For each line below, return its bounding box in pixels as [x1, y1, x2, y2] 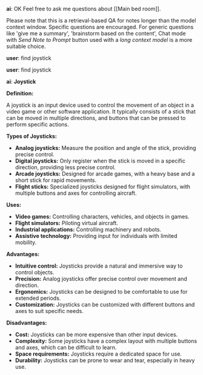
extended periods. [15, 294, 61, 302]
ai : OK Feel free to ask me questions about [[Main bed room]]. [6, 5, 161, 12]
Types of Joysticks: [6, 133, 58, 140]
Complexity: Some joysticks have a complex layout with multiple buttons [15, 337, 198, 345]
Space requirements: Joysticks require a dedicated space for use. [15, 350, 182, 357]
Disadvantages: [6, 319, 47, 326]
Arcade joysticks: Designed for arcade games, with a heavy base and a [15, 170, 195, 177]
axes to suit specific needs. [15, 308, 84, 314]
